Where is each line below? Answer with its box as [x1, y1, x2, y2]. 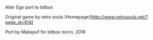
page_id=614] [5, 19, 33, 25]
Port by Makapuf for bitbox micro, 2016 [5, 29, 86, 34]
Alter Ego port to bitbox [5, 4, 53, 10]
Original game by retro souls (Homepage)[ [5, 14, 92, 19]
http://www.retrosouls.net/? [91, 14, 149, 19]
